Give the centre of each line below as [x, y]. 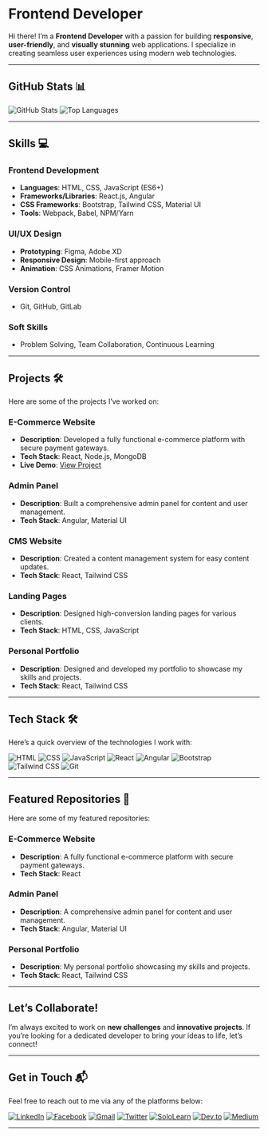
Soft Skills [28, 327]
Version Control [39, 289]
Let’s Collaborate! [53, 1008]
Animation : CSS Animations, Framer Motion [92, 268]
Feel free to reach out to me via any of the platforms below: [106, 1101]
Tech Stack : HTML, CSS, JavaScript [79, 630]
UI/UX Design [35, 234]
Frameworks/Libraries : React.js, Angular [87, 196]
